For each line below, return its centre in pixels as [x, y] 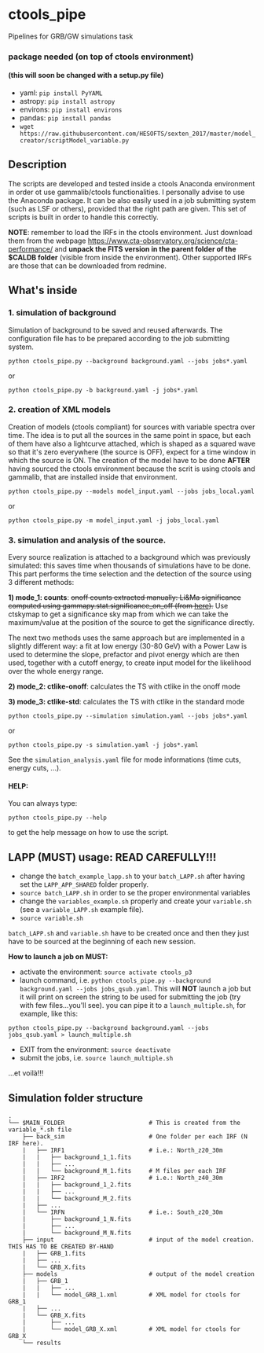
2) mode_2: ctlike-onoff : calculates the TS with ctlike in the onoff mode [125, 686]
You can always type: [43, 803]
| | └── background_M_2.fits [77, 1198]
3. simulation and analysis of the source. [87, 540]
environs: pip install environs [71, 110]
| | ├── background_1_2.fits [77, 1185]
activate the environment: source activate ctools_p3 [106, 972]
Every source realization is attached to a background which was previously [130, 557]
